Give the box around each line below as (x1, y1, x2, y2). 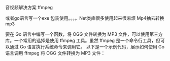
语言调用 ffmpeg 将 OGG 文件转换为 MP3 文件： (5, 50, 106, 56)
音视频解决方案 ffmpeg (5, 5, 53, 10)
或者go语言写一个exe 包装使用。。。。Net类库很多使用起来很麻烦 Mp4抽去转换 (5, 15, 164, 21)
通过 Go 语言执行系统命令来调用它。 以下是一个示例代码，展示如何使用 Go (9, 44, 165, 49)
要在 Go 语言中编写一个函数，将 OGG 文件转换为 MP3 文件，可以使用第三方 (5, 31, 163, 37)
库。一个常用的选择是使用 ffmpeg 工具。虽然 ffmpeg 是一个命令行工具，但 (5, 37, 161, 43)
